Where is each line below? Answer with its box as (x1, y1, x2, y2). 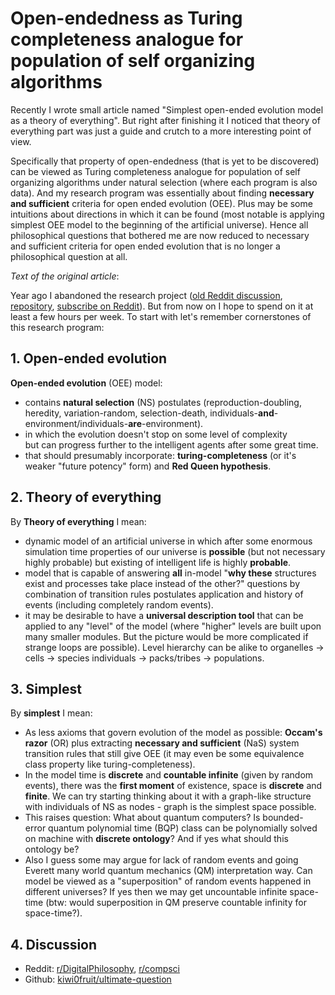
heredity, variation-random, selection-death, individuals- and (24, 407, 275, 419)
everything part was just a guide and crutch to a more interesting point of (10, 125, 312, 137)
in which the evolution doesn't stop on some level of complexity (24, 428, 288, 440)
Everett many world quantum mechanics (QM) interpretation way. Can (24, 865, 313, 877)
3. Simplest (10, 680, 82, 697)
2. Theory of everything (10, 489, 162, 506)
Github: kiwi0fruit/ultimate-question (24, 973, 172, 986)
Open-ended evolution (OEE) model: (10, 377, 163, 389)
